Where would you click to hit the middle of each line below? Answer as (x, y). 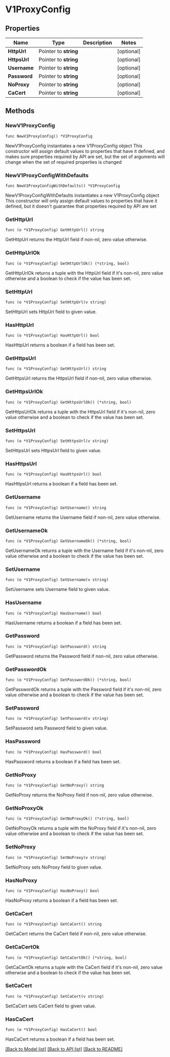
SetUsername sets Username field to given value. (58, 589)
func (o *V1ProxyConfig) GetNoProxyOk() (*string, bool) (67, 819)
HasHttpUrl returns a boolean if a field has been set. (60, 345)
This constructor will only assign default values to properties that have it (81, 201)
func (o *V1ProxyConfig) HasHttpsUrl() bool (54, 474)
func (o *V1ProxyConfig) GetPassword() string (56, 646)
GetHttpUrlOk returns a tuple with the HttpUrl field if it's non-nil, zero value (84, 273)
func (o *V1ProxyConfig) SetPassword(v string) (57, 719)
